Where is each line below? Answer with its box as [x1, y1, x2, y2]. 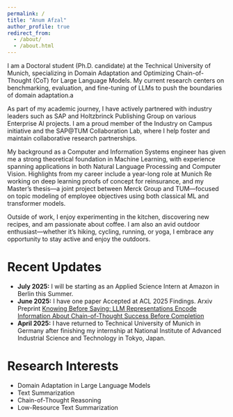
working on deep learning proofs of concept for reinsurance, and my [7, 177, 204, 185]
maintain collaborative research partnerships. [7, 134, 138, 142]
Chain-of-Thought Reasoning [17, 395, 102, 404]
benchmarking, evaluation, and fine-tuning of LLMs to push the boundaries [7, 84, 223, 92]
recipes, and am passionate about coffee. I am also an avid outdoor [7, 220, 200, 228]
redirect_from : [7, 29, 51, 37]
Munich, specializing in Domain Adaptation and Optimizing [7, 69, 175, 77]
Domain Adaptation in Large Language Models [17, 381, 151, 389]
